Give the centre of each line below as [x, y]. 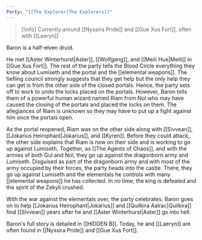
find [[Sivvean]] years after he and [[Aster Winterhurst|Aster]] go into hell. [99, 212]
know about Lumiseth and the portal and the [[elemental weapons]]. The [97, 72]
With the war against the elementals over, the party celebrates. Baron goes [100, 199]
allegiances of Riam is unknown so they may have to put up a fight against [99, 111]
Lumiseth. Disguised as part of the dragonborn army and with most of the [98, 161]
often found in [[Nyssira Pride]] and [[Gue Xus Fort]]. [72, 230]
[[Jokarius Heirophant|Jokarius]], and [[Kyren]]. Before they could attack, [98, 135]
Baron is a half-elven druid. [40, 47]
